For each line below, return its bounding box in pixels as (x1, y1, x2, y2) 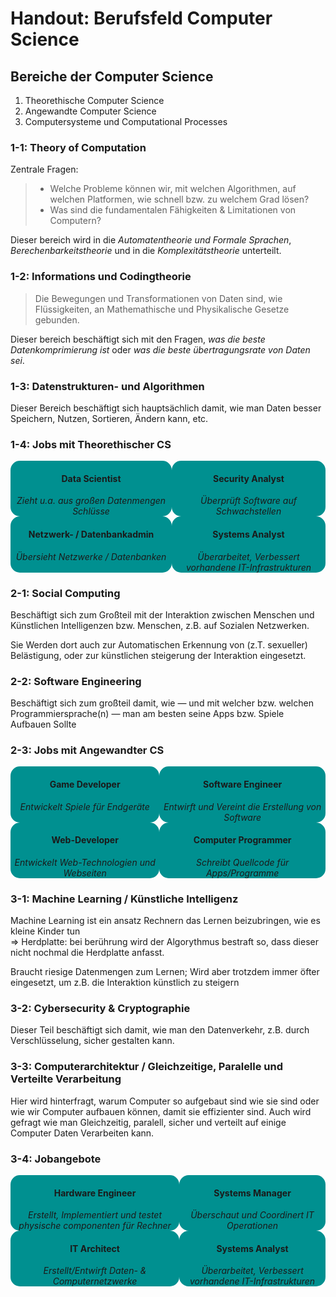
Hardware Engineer (53, 1187, 137, 1199)
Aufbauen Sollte (10, 718, 77, 731)
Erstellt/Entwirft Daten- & (43, 1265, 147, 1277)
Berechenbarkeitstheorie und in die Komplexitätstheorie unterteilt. (10, 245, 282, 257)
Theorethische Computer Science (24, 95, 165, 106)
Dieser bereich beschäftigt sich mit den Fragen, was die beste (10, 333, 266, 345)
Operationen (226, 1220, 279, 1232)
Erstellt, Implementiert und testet (28, 1209, 163, 1221)
